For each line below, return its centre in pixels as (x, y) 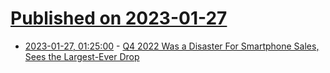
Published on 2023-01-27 (119, 18)
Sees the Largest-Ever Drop (82, 56)
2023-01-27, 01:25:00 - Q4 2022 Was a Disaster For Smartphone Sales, (172, 46)
